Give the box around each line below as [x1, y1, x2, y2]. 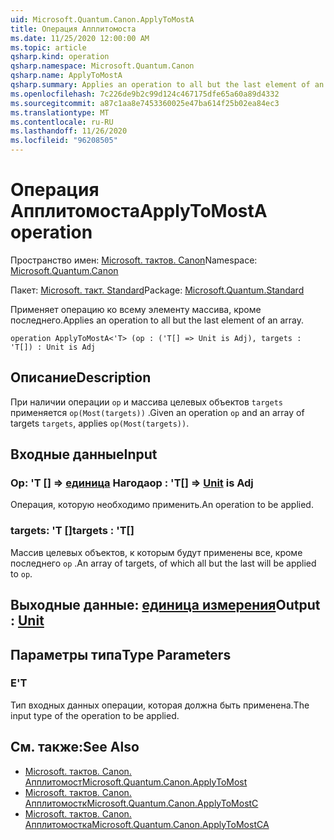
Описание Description [10, 369, 152, 386]
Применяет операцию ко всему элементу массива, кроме [10, 303, 262, 315]
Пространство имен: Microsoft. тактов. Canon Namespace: [10, 254, 258, 266]
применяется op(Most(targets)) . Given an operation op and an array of [10, 406, 305, 418]
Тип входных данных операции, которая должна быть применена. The [10, 699, 310, 711]
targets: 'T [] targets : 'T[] [10, 524, 135, 538]
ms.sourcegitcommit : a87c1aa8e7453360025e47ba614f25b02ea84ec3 [10, 98, 280, 108]
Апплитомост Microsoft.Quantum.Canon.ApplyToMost [24, 776, 248, 788]
